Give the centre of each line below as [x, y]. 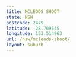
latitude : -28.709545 [33, 28]
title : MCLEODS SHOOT [33, 12]
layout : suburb [25, 45]
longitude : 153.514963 [34, 34]
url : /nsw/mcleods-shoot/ [38, 39]
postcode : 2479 [25, 23]
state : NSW [20, 17]
